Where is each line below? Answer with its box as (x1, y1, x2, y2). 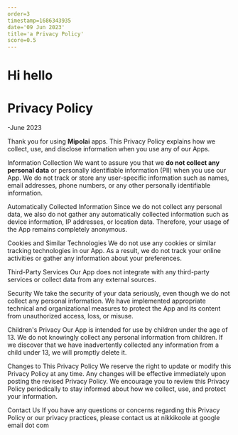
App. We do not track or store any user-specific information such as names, (7, 173, 229, 182)
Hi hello (7, 68, 53, 84)
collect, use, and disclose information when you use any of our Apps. (7, 145, 210, 154)
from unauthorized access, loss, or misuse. (7, 312, 134, 321)
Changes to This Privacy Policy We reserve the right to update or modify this (7, 362, 232, 370)
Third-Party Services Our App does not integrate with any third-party (7, 268, 210, 276)
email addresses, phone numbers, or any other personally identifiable (7, 181, 211, 190)
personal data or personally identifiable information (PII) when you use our (7, 166, 227, 175)
